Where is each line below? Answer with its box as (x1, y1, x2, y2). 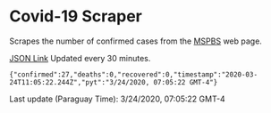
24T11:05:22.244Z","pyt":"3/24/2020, (9, 77, 150, 86)
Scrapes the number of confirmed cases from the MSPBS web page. (9, 36, 262, 46)
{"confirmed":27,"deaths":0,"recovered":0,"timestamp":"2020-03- (9, 69, 258, 79)
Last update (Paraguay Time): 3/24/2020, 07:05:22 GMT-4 (9, 93, 225, 104)
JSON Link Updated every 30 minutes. (9, 52, 151, 63)
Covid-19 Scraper (9, 6, 143, 27)
